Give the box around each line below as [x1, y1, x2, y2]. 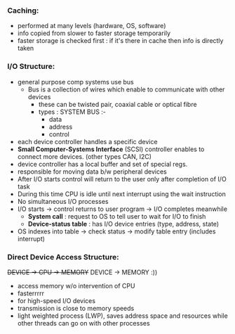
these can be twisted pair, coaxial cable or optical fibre [38, 100, 198, 108]
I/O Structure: [7, 62, 55, 72]
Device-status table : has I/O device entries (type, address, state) [27, 219, 220, 228]
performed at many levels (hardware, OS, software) [17, 22, 166, 30]
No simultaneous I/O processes [17, 197, 109, 205]
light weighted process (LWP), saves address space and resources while [17, 311, 228, 320]
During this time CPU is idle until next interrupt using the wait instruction [17, 189, 227, 198]
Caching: [7, 6, 39, 15]
